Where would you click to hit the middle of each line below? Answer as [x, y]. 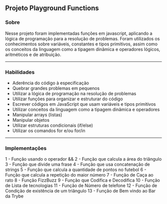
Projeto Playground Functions [52, 8]
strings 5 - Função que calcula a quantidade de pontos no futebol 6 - [76, 170]
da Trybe [14, 196]
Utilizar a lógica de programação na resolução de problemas [74, 93]
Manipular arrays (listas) [37, 115]
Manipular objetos [31, 120]
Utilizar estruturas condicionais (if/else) [53, 125]
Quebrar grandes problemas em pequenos [56, 88]
